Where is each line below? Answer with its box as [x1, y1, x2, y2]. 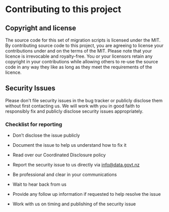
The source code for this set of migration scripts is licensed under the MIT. [5, 37, 161, 43]
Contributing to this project [5, 4, 122, 15]
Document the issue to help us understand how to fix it [12, 142, 127, 148]
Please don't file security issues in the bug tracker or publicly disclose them [5, 97, 163, 103]
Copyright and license [5, 24, 77, 32]
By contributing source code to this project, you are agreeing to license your [5, 43, 164, 49]
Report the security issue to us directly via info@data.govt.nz [12, 162, 140, 168]
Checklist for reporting [5, 120, 63, 128]
